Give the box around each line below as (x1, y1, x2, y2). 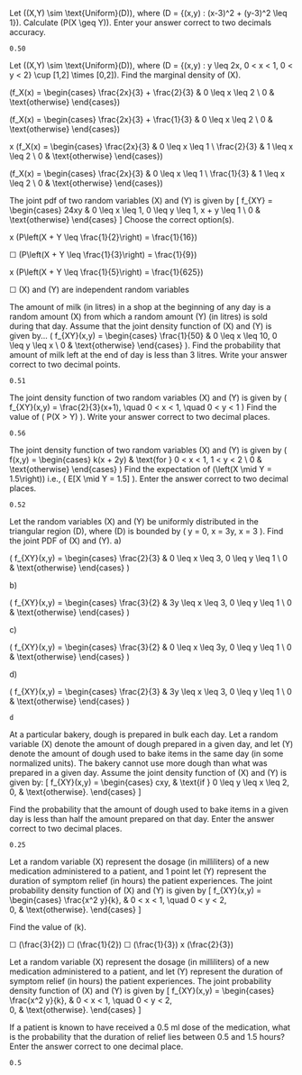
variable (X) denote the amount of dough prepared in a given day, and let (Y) (9, 739, 294, 749)
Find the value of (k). (9, 922, 87, 932)
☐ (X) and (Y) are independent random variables (9, 284, 189, 295)
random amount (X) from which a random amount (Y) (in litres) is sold (9, 311, 268, 322)
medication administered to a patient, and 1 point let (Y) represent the (9, 866, 267, 877)
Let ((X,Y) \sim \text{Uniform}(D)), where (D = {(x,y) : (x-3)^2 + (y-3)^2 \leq (9, 8, 288, 18)
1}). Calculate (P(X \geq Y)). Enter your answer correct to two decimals (9, 17, 272, 28)
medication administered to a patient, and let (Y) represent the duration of (9, 966, 284, 977)
